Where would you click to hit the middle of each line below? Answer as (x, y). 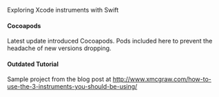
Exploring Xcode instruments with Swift (63, 10)
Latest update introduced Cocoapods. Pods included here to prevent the (110, 41)
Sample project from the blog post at (59, 79)
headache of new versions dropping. (59, 48)
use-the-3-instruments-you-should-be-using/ (72, 87)
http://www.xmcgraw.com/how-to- (162, 79)
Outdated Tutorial (33, 64)
